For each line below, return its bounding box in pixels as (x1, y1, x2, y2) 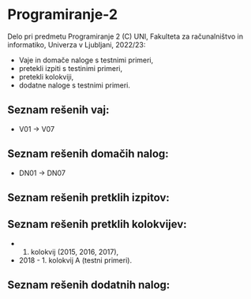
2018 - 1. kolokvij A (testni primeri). (18, 255, 132, 265)
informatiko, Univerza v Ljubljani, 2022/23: (7, 39, 146, 49)
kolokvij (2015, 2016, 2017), (30, 247, 119, 256)
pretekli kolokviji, (18, 72, 74, 81)
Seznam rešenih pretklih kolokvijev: (7, 218, 187, 231)
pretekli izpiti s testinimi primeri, (18, 63, 123, 73)
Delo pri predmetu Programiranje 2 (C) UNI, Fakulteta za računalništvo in (7, 32, 244, 41)
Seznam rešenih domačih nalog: (7, 148, 169, 161)
